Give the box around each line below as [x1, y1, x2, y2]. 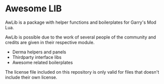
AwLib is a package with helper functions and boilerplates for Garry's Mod [5, 19, 157, 25]
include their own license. [5, 74, 58, 80]
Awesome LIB [5, 3, 62, 14]
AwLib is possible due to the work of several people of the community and [5, 34, 157, 40]
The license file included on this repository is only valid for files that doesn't [5, 69, 160, 75]
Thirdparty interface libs [12, 54, 62, 60]
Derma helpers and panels [12, 49, 67, 55]
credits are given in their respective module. [5, 39, 95, 45]
